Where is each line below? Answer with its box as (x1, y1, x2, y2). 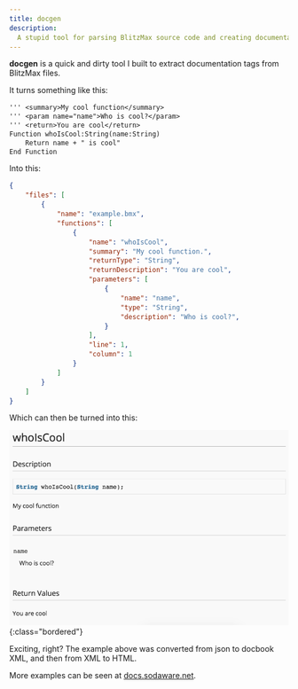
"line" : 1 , (88, 341, 129, 349)
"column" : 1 (88, 350, 133, 359)
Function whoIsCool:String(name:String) (9, 129, 161, 139)
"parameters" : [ (88, 275, 149, 284)
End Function (9, 147, 58, 157)
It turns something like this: (9, 85, 108, 96)
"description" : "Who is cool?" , (120, 312, 240, 321)
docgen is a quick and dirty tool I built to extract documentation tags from (9, 59, 279, 69)
